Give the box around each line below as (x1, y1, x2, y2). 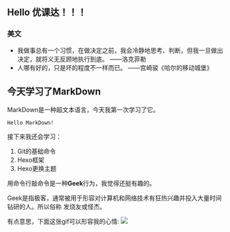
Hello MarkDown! (7, 119, 54, 126)
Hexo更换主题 (17, 164, 57, 172)
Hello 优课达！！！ (7, 6, 87, 19)
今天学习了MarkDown (7, 86, 102, 98)
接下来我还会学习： (7, 132, 62, 141)
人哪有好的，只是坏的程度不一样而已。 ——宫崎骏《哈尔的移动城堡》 (17, 63, 213, 71)
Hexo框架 (17, 155, 45, 164)
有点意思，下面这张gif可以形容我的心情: (7, 217, 119, 225)
